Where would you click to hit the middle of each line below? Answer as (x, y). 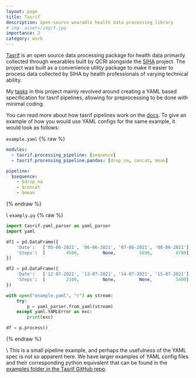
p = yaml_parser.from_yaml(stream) (70, 306)
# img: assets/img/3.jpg (36, 28)
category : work (24, 39)
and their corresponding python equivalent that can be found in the (87, 363)
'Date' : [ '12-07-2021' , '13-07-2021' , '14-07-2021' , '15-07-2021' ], (104, 274)
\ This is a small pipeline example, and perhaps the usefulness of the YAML (96, 350)
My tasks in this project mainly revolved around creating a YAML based (91, 91)
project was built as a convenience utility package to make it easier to (90, 67)
